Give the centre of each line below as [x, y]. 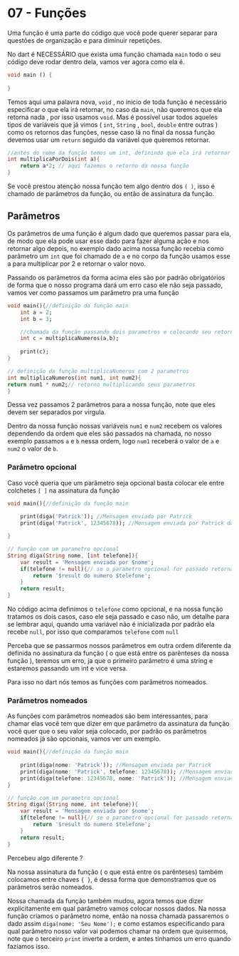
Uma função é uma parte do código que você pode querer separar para [113, 33]
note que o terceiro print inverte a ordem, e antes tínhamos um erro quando [119, 938]
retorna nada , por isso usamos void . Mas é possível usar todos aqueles [113, 117]
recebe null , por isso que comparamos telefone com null [93, 632]
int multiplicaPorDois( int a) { [54, 159]
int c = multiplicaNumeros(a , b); [70, 339]
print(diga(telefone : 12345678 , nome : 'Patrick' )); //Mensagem [116, 778]
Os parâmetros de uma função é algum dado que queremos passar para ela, [119, 233]
